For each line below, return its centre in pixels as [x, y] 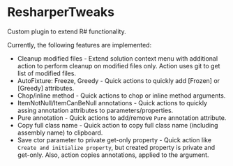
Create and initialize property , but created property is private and [116, 147]
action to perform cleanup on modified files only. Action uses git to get [119, 66]
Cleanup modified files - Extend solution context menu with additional [118, 58]
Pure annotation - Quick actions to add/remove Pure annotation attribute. [122, 118]
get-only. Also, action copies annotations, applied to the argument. [113, 155]
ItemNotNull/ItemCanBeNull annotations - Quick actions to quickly [112, 103]
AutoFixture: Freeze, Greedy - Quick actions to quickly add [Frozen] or [119, 80]
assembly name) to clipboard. [60, 133]
